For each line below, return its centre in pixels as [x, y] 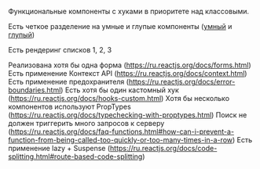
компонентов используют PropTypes [70, 106]
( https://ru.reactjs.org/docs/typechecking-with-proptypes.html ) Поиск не [128, 115]
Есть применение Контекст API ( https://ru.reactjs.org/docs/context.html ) [128, 73]
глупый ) [22, 35]
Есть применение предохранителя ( [69, 82]
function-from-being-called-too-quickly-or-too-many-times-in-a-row [121, 140]
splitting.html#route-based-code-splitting [75, 156]
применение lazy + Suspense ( [59, 148]
